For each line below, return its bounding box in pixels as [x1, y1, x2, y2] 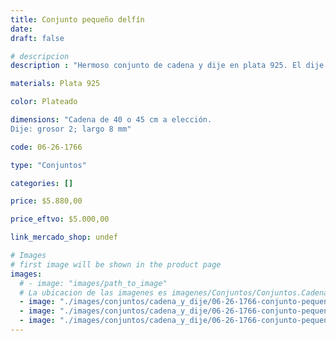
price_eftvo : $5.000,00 [10, 214, 110, 225]
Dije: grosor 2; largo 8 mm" [10, 124, 132, 134]
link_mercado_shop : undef [10, 232, 118, 243]
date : [10, 24, 33, 34]
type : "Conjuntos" [10, 160, 87, 170]
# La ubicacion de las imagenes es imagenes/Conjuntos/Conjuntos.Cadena [19, 287, 329, 298]
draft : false [10, 33, 65, 43]
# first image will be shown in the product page [10, 259, 222, 270]
